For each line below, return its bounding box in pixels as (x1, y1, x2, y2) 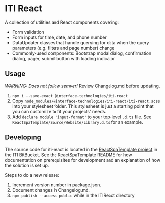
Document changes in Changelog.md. (12, 187, 90, 193)
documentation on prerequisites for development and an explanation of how (5, 157, 160, 163)
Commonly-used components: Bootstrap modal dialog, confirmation (12, 50, 152, 56)
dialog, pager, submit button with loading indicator (12, 55, 115, 61)
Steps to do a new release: (5, 172, 59, 178)
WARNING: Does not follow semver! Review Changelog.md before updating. (5, 83, 160, 89)
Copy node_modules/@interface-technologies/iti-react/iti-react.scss (12, 98, 160, 104)
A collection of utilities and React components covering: (5, 19, 119, 25)
